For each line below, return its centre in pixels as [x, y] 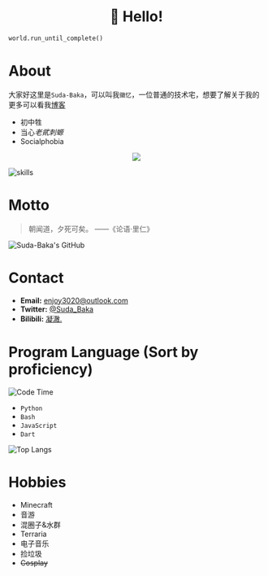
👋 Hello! [136, 17]
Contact [36, 278]
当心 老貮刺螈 [41, 132]
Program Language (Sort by [104, 352]
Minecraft [36, 504]
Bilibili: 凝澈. [41, 319]
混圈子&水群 [40, 525]
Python [31, 408]
